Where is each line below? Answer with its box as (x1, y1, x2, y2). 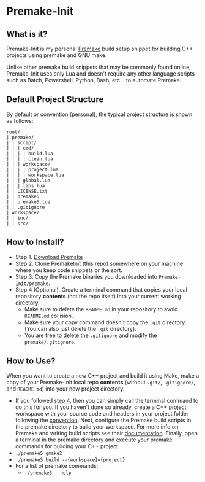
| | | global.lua (6, 177, 51, 184)
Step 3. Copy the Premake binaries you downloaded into (15, 273, 158, 280)
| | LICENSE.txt (6, 188, 48, 194)
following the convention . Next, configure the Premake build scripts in (15, 416, 192, 424)
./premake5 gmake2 (15, 450, 62, 457)
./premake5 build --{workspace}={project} (15, 457, 125, 463)
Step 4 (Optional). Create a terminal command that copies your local (15, 286, 188, 293)
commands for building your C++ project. (15, 443, 120, 450)
